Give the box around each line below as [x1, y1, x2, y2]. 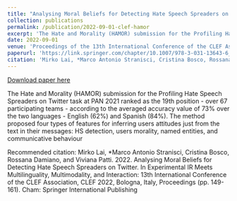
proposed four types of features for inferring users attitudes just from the [7, 119, 220, 128]
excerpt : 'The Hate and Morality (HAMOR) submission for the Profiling [7, 30, 222, 37]
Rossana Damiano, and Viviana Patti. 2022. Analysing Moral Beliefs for [7, 155, 212, 164]
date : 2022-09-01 [7, 37, 59, 44]
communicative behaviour [7, 134, 83, 142]
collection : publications [7, 17, 83, 24]
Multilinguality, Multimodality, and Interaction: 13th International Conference [7, 170, 227, 178]
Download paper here [7, 75, 71, 84]
